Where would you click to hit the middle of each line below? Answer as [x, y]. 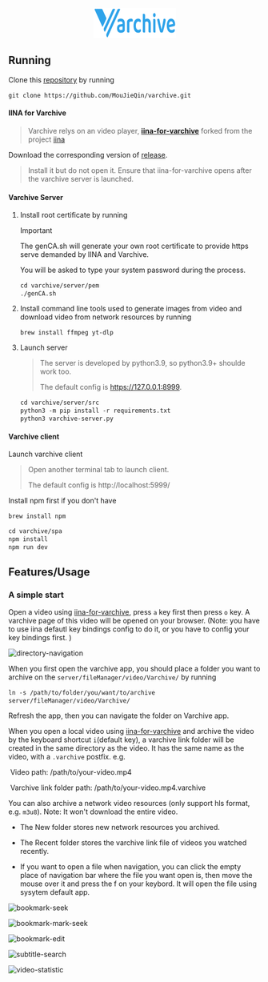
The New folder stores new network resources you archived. [120, 828]
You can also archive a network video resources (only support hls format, [129, 804]
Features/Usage [49, 572]
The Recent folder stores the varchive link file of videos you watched [133, 843]
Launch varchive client [46, 454]
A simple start [36, 595]
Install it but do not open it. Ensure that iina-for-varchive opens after [140, 170]
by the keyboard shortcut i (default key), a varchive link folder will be [121, 740]
